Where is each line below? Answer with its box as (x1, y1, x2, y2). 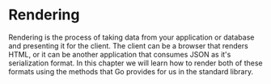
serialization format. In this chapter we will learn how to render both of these (8, 58, 263, 68)
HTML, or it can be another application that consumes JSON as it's (8, 49, 231, 59)
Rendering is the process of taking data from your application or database (8, 32, 255, 42)
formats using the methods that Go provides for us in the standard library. (8, 66, 253, 76)
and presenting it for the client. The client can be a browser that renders (8, 40, 248, 50)
